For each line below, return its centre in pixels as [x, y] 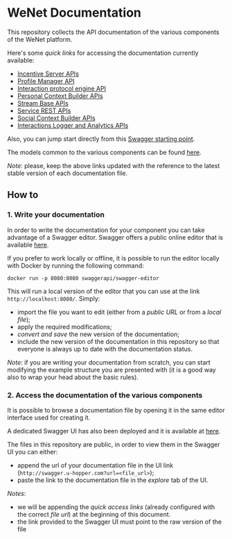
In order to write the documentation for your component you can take [106, 230]
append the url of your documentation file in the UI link [95, 465]
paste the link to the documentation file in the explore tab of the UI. [113, 480]
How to [23, 195]
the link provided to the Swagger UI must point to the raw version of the [119, 522]
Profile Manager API [46, 81]
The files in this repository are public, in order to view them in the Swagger [114, 444]
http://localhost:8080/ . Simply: [54, 298]
